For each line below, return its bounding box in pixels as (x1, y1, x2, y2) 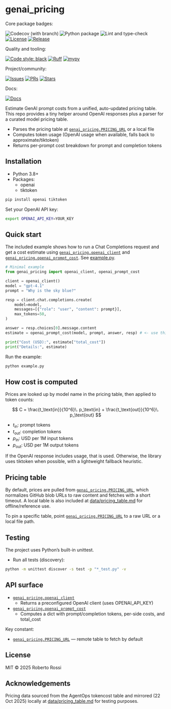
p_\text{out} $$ (69, 412, 102, 418)
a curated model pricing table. (5, 116, 69, 122)
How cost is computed (5, 378, 78, 386)
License (5, 651, 31, 659)
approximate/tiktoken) (12, 137, 60, 143)
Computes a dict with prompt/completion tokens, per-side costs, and (20, 610, 165, 617)
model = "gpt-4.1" (5, 283, 44, 289)
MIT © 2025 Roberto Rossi (5, 664, 62, 671)
